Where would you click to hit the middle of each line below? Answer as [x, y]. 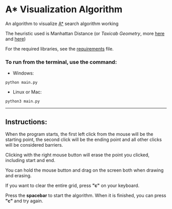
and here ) [16, 39]
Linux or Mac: [27, 92]
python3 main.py [23, 101]
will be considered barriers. [34, 145]
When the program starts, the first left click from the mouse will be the [79, 134]
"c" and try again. [24, 201]
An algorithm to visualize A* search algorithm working [62, 24]
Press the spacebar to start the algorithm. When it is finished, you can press [86, 196]
